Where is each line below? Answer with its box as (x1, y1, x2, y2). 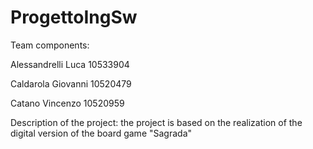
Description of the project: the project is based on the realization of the (10, 116, 303, 128)
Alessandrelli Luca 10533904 (10, 58, 130, 70)
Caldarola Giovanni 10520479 (10, 77, 132, 90)
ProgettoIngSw (10, 6, 138, 29)
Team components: (10, 39, 90, 51)
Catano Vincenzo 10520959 (10, 97, 125, 109)
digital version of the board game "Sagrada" (10, 127, 193, 139)
